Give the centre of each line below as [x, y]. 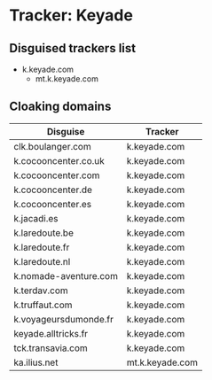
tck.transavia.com [51, 348]
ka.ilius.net [36, 362]
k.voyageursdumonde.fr [63, 319]
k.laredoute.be [43, 233]
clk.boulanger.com [52, 146]
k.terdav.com [41, 291]
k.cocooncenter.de [53, 190]
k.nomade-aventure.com [66, 275]
